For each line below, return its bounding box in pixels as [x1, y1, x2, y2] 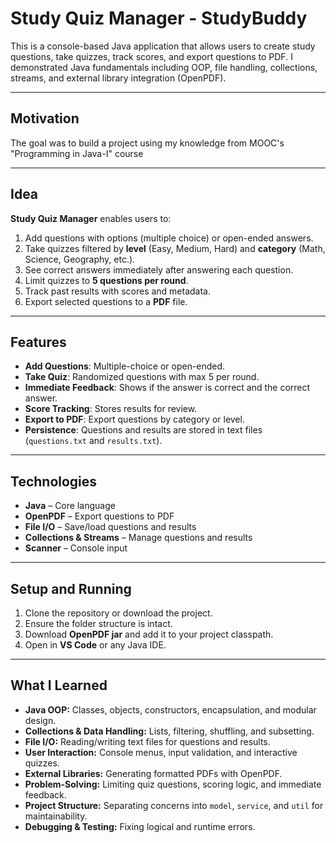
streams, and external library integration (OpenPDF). [10, 72, 227, 84]
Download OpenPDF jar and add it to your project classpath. [24, 628, 274, 640]
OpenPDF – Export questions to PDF [24, 510, 175, 522]
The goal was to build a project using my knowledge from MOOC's [10, 137, 285, 149]
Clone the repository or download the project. [24, 607, 213, 619]
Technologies [10, 473, 98, 490]
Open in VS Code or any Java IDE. [24, 639, 167, 651]
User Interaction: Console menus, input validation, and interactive [24, 746, 298, 758]
